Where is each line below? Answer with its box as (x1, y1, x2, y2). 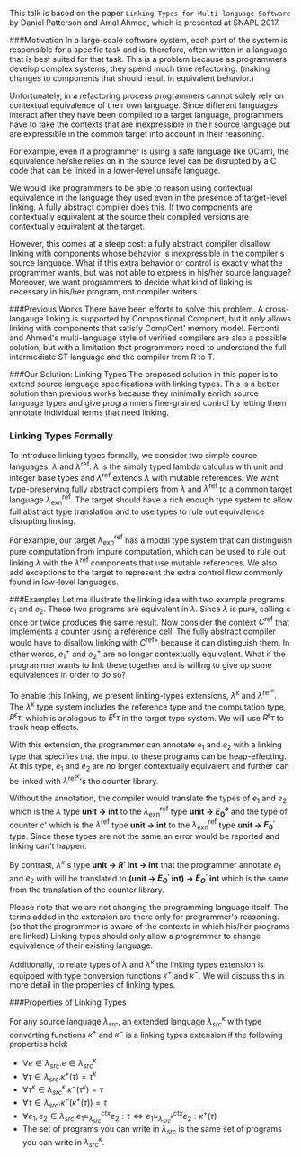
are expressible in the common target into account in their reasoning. (9, 129, 265, 139)
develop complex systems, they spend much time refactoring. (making (9, 63, 270, 74)
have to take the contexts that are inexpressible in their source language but (9, 119, 291, 130)
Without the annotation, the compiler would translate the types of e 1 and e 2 (9, 792, 288, 806)
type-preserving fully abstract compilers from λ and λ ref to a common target (9, 482, 293, 494)
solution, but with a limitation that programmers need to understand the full (9, 342, 287, 352)
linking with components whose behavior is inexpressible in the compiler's (9, 248, 285, 258)
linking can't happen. (9, 841, 87, 852)
